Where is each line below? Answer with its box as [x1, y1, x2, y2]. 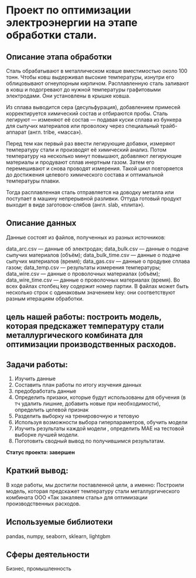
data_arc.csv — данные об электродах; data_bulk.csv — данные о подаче [6, 245, 189, 252]
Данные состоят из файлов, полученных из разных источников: [6, 234, 166, 241]
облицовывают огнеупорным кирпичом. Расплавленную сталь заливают [6, 80, 189, 87]
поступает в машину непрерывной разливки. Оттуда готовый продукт [6, 195, 182, 202]
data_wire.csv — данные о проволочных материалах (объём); [6, 270, 160, 277]
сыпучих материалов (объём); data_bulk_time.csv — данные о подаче [6, 251, 180, 258]
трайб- [160, 123, 178, 129]
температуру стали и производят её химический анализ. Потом [6, 146, 167, 153]
